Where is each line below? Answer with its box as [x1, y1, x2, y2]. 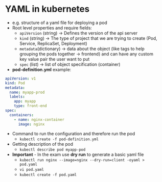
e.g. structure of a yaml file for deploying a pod [12, 20, 108, 26]
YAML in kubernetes [5, 3, 90, 15]
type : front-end [14, 104, 47, 108]
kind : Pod [5, 80, 25, 85]
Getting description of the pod [12, 141, 73, 147]
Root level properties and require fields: [12, 25, 92, 30]
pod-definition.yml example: [12, 66, 71, 72]
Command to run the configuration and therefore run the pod [12, 130, 136, 136]
